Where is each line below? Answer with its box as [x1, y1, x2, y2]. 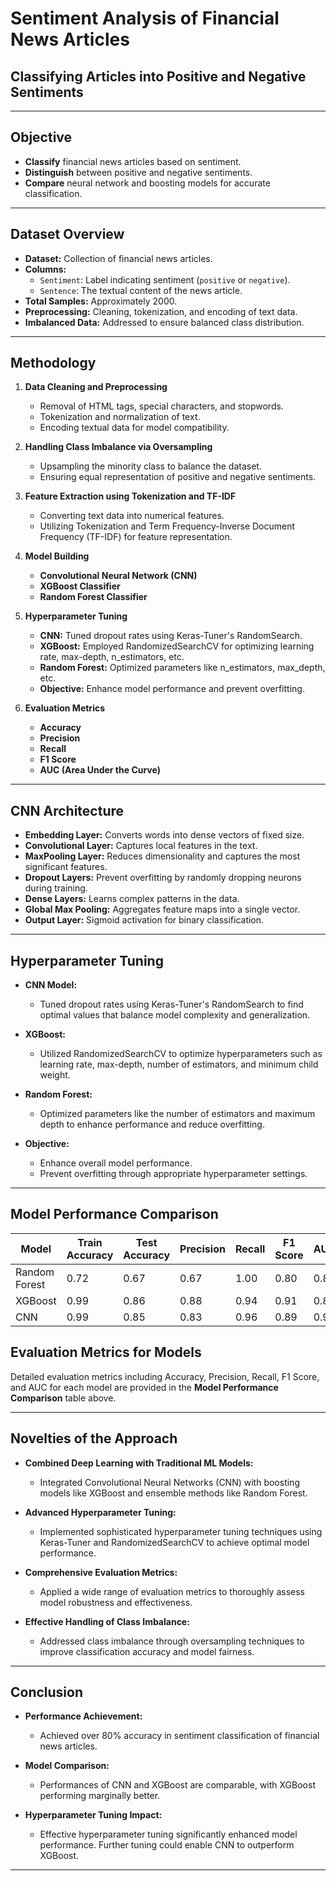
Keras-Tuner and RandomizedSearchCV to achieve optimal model [39, 1536, 310, 1548]
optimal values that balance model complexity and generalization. [39, 1009, 311, 1021]
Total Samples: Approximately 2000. [24, 295, 178, 307]
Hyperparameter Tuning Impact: [24, 1809, 163, 1821]
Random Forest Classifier [39, 591, 148, 603]
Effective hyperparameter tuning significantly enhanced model [39, 1828, 298, 1841]
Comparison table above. [10, 1392, 117, 1404]
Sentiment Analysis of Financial [10, 7, 280, 30]
